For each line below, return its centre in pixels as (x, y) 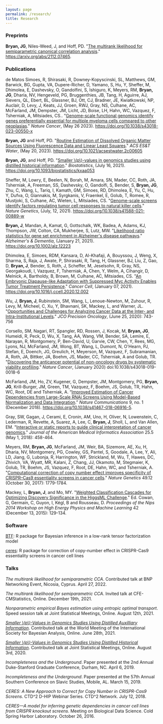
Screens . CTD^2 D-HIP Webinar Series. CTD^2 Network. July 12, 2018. (76, 696)
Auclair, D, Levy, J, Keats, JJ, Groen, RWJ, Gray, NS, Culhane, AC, (71, 105)
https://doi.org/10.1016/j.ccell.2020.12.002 (47, 291)
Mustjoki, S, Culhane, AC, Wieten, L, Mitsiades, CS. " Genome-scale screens (81, 200)
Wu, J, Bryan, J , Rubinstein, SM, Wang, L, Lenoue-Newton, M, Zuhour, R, (79, 301)
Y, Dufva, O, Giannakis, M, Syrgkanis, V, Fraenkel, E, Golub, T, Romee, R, (78, 195)
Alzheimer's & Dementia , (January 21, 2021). (50, 241)
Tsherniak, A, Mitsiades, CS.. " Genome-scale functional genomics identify (80, 115)
